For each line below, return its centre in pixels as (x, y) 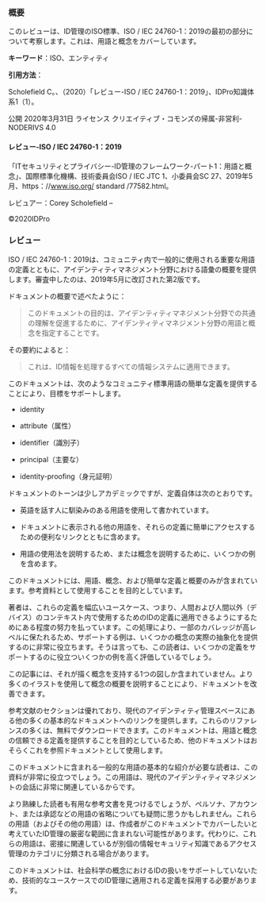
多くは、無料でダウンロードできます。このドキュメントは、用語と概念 (143, 730)
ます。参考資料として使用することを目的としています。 (98, 590)
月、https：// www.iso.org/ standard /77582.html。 (91, 186)
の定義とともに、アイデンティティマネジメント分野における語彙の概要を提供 (133, 269)
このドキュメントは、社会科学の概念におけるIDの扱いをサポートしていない (129, 870)
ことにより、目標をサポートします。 (66, 393)
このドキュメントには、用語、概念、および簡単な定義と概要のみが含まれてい (133, 580)
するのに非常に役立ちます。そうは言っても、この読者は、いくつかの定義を (129, 647)
